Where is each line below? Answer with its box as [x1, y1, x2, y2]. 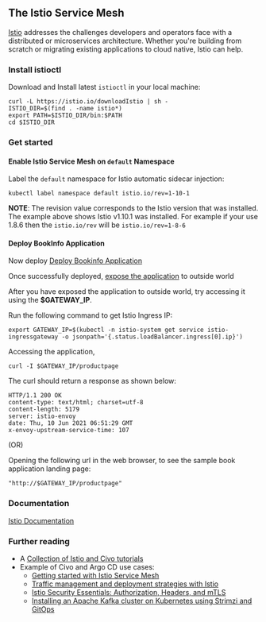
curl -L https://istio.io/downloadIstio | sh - [8, 98, 169, 106]
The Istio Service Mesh [8, 6, 125, 20]
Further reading [8, 535, 70, 547]
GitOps [31, 605, 55, 614]
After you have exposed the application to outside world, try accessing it [8, 287, 246, 296]
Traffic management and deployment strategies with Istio [31, 579, 219, 589]
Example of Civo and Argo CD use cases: [19, 562, 155, 572]
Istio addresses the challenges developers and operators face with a [8, 27, 233, 37]
